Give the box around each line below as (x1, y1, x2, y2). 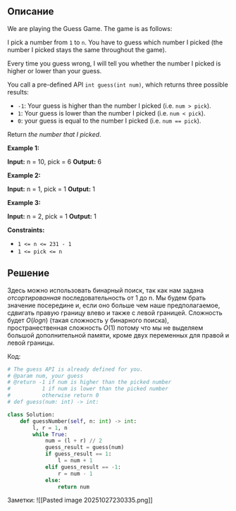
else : (44, 476, 61, 484)
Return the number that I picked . (7, 130, 101, 138)
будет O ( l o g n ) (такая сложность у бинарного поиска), (7, 316, 169, 324)
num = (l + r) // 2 (44, 437, 102, 445)
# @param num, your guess (7, 372, 83, 379)
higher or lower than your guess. (7, 66, 102, 75)
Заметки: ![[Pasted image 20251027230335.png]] (7, 496, 153, 505)
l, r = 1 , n (32, 424, 68, 431)
